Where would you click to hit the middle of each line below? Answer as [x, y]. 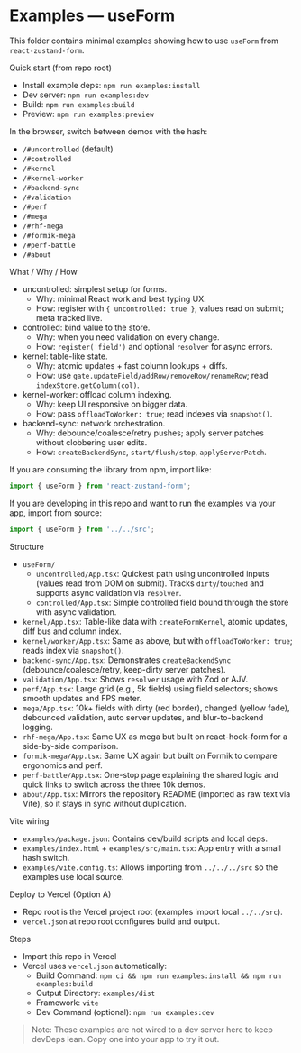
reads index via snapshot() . [73, 650]
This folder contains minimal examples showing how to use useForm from [144, 41]
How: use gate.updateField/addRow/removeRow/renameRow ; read [152, 375]
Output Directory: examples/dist [96, 993]
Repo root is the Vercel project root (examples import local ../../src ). [153, 911]
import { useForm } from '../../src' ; [82, 529]
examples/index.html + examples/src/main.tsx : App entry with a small [152, 847]
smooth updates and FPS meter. [82, 698]
